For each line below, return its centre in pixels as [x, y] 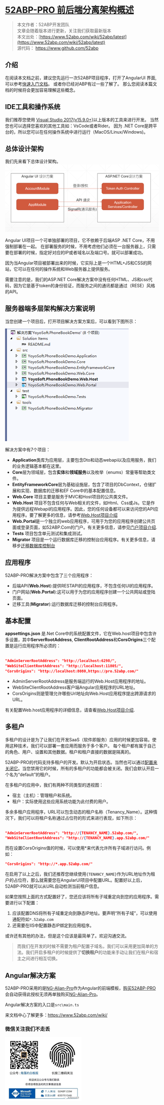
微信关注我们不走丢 [28, 1029]
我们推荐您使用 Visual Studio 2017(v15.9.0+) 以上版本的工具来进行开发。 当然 [82, 119]
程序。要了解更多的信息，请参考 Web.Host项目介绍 [67, 515]
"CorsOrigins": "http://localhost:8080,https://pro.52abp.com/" [72, 671]
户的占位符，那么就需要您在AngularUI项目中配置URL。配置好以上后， [75, 880]
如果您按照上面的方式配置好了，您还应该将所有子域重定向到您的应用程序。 [80, 897]
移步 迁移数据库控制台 [33, 545]
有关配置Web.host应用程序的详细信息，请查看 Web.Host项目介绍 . [70, 710]
